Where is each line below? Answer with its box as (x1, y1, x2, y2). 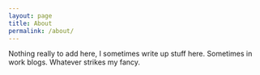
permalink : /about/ (8, 27, 75, 35)
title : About (8, 19, 53, 27)
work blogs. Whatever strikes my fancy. (8, 57, 140, 67)
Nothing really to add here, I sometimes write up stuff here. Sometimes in (8, 49, 253, 59)
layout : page (8, 11, 53, 20)
